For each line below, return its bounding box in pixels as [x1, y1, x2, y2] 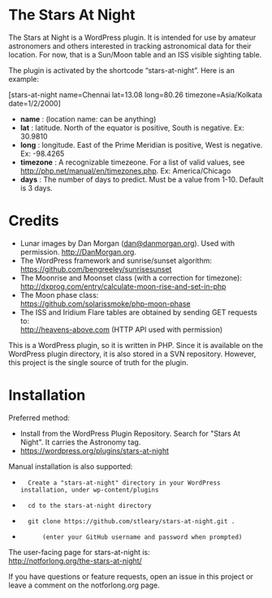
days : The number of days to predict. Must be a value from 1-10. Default [19, 174, 264, 184]
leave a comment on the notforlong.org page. [8, 580, 160, 590]
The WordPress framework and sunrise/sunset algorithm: [19, 256, 213, 265]
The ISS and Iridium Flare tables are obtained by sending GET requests [19, 307, 257, 317]
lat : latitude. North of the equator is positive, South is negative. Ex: [19, 123, 245, 132]
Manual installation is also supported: [8, 461, 133, 471]
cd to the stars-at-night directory [28, 501, 152, 510]
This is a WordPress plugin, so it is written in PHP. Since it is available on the [8, 340, 264, 350]
